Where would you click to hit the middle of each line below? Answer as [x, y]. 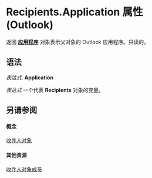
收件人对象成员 [24, 169]
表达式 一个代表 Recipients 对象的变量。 [55, 90]
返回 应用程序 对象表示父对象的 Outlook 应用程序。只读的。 [78, 42]
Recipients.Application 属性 [75, 12]
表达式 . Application [30, 78]
